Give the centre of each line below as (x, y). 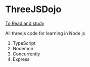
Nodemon (23, 48)
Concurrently (26, 54)
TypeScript (24, 43)
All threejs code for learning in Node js (45, 33)
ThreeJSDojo (33, 9)
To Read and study (25, 23)
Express (21, 59)
